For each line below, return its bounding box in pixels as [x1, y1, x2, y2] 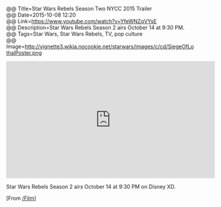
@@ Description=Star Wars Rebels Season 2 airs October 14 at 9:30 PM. [6, 24, 185, 31]
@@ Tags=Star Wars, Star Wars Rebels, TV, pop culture [6, 30, 143, 37]
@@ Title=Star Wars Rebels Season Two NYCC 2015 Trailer [6, 5, 152, 12]
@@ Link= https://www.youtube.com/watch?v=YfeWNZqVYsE [6, 18, 157, 24]
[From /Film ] [6, 195, 37, 202]
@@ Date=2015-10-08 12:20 [6, 11, 76, 18]
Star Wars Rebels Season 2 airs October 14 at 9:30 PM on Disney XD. [6, 183, 176, 190]
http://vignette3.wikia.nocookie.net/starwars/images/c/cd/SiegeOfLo [24, 43, 194, 50]
